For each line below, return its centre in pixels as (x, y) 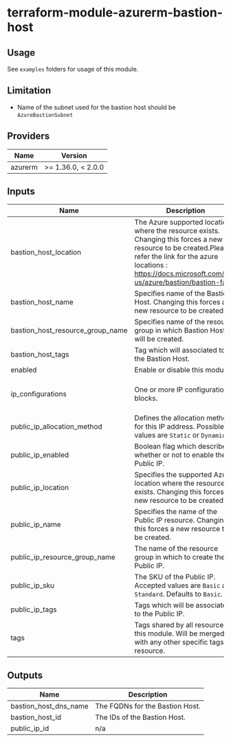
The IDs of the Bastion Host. (140, 717)
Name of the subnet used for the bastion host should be (96, 107)
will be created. (159, 339)
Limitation (29, 91)
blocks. (146, 398)
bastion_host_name (42, 302)
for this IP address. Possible (179, 427)
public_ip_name (36, 525)
